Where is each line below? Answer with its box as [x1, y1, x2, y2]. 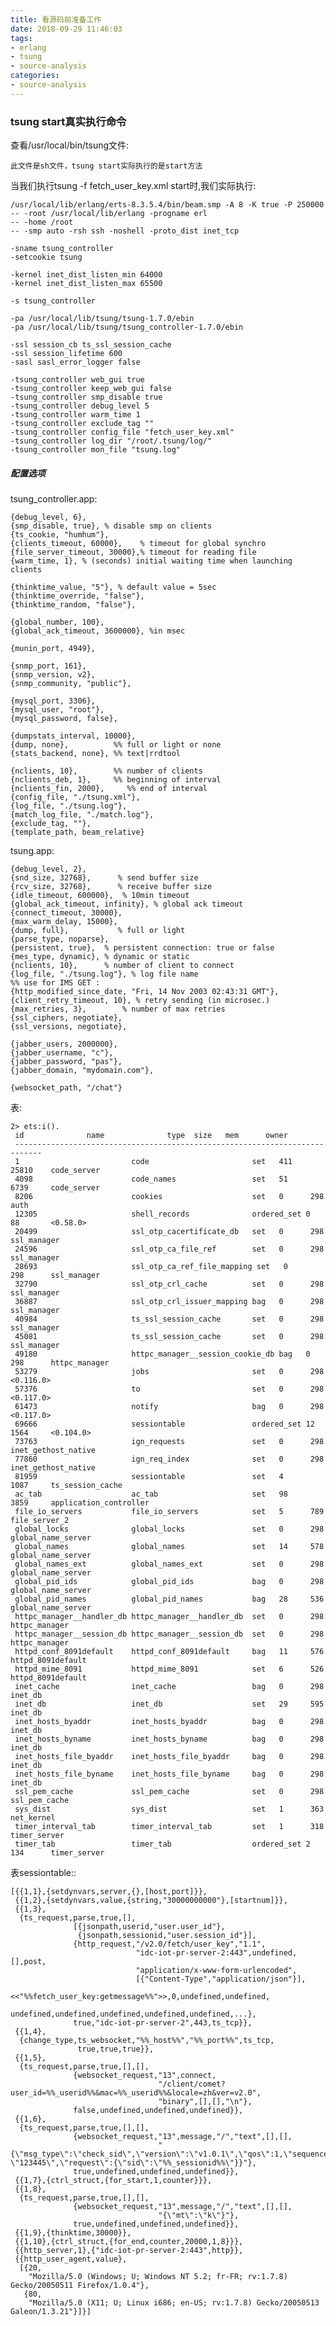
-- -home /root [10, 217, 74, 228]
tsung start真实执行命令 [10, 114, 127, 128]
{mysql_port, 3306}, [10, 696, 97, 706]
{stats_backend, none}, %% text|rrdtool [10, 749, 182, 759]
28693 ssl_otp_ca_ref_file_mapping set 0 [14, 1262, 288, 1272]
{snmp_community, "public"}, [10, 679, 132, 689]
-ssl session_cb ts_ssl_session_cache [10, 340, 172, 350]
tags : [10, 33, 33, 43]
